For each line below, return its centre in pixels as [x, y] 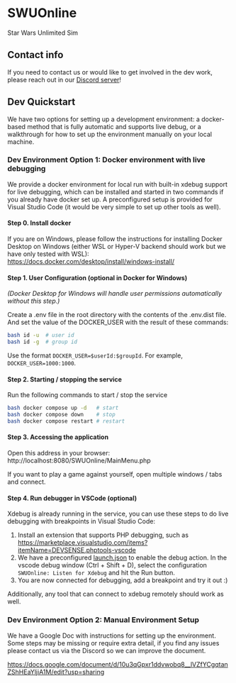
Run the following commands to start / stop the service [88, 395]
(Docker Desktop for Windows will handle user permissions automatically [114, 294]
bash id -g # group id [43, 342]
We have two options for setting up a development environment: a [104, 119]
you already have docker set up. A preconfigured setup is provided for [110, 199]
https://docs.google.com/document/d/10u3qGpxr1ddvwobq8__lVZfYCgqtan [118, 664]
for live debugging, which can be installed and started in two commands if [116, 191]
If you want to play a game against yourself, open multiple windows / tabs [115, 474]
